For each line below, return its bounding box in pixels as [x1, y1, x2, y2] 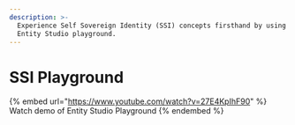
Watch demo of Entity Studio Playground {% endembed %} [9, 106, 224, 116]
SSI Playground [9, 67, 125, 87]
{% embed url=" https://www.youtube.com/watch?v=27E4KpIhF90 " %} [9, 96, 268, 107]
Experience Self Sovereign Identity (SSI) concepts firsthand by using [17, 21, 287, 30]
